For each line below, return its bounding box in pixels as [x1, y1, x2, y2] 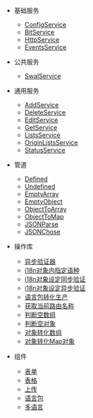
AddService [24, 101, 59, 109]
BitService [24, 28, 55, 36]
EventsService [24, 43, 67, 51]
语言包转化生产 [24, 293, 68, 301]
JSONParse [24, 220, 58, 229]
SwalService [24, 72, 61, 80]
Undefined [24, 182, 56, 190]
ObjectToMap [24, 212, 64, 221]
